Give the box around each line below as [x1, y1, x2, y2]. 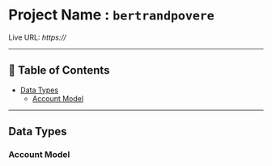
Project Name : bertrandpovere [8, 6, 215, 24]
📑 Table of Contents [8, 63, 110, 78]
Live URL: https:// [8, 32, 66, 42]
